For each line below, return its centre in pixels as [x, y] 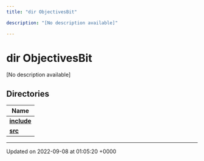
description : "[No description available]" [62, 23]
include [20, 121]
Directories [28, 94]
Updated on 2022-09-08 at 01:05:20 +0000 [61, 151]
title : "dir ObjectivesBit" [42, 12]
